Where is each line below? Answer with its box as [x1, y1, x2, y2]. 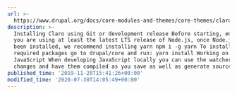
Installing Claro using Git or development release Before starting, [13, 30, 222, 37]
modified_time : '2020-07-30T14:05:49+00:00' [7, 76, 140, 83]
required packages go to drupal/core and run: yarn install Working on [13, 50, 229, 57]
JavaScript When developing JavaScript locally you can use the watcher [13, 57, 232, 64]
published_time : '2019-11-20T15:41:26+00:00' [7, 69, 143, 76]
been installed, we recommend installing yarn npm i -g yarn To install [13, 43, 232, 50]
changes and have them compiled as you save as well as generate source [13, 63, 232, 70]
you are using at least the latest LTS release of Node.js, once [13, 37, 210, 44]
